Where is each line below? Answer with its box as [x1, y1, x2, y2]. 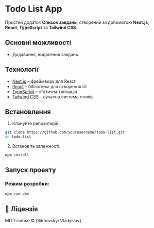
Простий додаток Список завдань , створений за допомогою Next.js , [5, 19, 150, 25]
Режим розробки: [5, 181, 50, 187]
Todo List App [5, 3, 62, 15]
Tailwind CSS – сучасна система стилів [12, 93, 93, 100]
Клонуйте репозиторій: [12, 121, 60, 126]
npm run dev [5, 191, 29, 197]
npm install [5, 152, 29, 158]
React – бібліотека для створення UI [12, 83, 87, 89]
